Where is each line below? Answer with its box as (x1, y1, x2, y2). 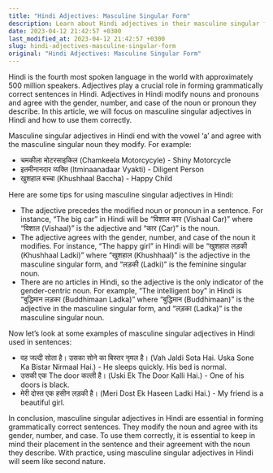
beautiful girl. (19, 397, 65, 407)
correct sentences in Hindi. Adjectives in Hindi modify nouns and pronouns (8, 89, 260, 98)
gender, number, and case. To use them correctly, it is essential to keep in (8, 431, 256, 440)
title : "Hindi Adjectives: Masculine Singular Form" (8, 11, 191, 20)
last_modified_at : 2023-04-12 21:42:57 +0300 (8, 34, 165, 43)
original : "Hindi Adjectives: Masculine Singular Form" (8, 50, 201, 58)
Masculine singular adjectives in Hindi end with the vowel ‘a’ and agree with (8, 131, 262, 141)
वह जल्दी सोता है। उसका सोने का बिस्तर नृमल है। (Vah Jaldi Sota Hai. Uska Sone (19, 353, 254, 362)
